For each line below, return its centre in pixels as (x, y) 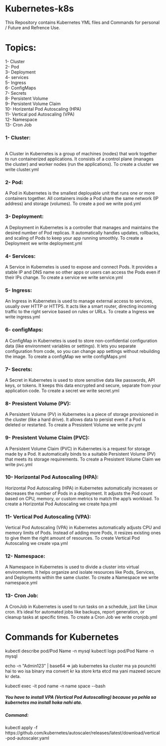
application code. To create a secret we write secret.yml (62, 391)
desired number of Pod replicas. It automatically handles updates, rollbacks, (83, 233)
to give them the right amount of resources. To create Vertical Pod (72, 538)
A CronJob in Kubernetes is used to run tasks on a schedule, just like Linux (81, 607)
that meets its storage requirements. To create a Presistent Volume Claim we (83, 459)
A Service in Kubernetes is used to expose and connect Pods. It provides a (81, 267)
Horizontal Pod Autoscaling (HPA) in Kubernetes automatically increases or (82, 488)
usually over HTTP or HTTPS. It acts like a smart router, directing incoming (81, 306)
